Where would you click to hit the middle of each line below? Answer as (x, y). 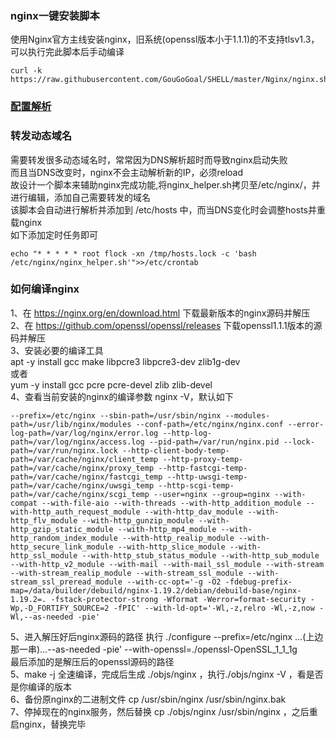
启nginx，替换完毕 (48, 724)
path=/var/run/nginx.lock (64, 450)
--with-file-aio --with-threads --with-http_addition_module (171, 503)
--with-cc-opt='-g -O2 (174, 582)
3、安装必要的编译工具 (57, 350)
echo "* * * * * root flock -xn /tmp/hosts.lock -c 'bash (133, 253)
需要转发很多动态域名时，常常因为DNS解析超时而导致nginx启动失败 (149, 159)
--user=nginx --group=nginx (212, 494)
